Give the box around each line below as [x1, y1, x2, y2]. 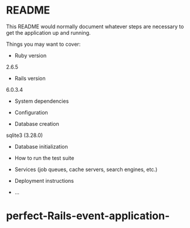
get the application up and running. [6, 29, 91, 36]
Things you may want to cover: [6, 41, 81, 48]
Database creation [14, 120, 60, 127]
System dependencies [14, 98, 69, 105]
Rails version [14, 75, 46, 82]
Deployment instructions [14, 177, 74, 184]
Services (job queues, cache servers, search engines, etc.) [14, 166, 158, 173]
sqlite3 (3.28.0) [6, 132, 43, 139]
